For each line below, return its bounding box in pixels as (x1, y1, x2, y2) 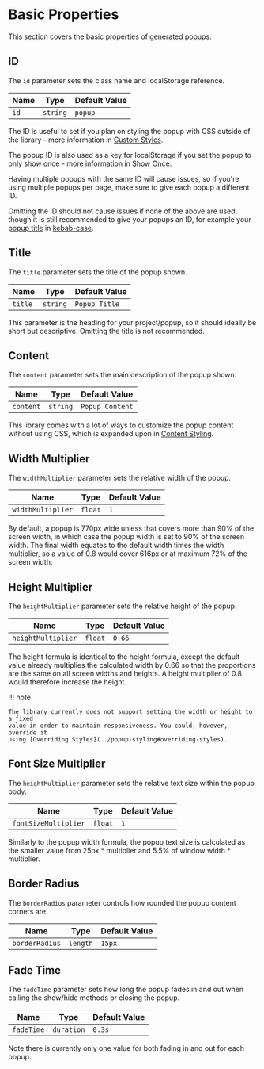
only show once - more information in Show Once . (8, 159, 172, 168)
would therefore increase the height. (8, 677, 126, 687)
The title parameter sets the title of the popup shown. (8, 267, 187, 277)
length (68, 938, 93, 948)
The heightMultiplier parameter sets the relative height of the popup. (8, 601, 237, 611)
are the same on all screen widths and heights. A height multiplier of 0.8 (8, 669, 243, 678)
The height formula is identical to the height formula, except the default (8, 652, 240, 661)
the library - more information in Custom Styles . (8, 135, 164, 144)
